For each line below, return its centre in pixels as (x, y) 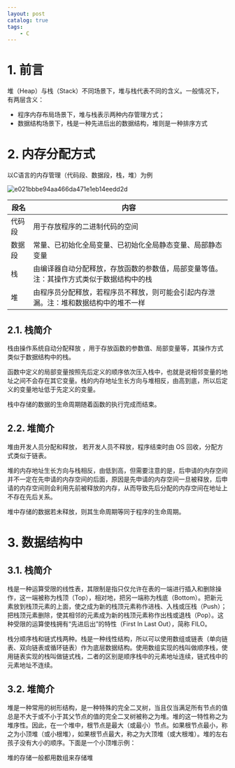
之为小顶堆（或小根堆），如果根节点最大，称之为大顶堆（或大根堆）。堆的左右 (117, 734)
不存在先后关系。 (32, 497)
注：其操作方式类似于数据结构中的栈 (93, 279)
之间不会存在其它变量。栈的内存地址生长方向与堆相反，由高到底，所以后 (117, 380)
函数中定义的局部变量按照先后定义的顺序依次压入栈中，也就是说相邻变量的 (114, 372)
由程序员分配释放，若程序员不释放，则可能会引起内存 (121, 292)
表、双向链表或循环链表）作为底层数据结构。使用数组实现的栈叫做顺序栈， (114, 647)
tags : (15, 27)
